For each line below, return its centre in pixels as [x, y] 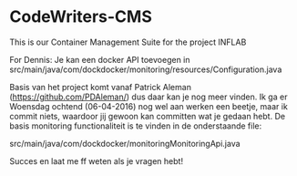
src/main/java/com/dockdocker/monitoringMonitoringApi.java [125, 143]
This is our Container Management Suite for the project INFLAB [128, 42]
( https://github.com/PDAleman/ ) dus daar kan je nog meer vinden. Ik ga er [148, 97]
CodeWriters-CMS [81, 17]
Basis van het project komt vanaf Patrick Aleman [100, 87]
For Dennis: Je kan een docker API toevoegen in [100, 59]
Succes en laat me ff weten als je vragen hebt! [97, 160]
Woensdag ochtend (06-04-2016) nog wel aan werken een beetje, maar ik [149, 106]
